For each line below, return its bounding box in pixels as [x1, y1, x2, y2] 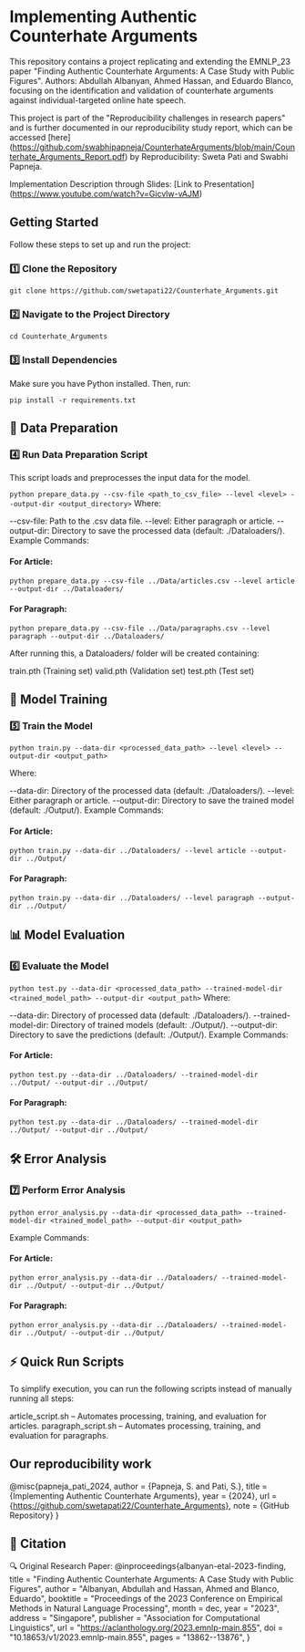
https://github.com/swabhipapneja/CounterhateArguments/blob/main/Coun [12, 141, 296, 152]
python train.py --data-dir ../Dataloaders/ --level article [9, 846, 247, 855]
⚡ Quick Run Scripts [9, 1355, 125, 1370]
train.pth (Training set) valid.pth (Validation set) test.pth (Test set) [9, 665, 255, 676]
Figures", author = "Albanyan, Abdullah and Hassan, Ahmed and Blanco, [9, 1584, 280, 1595]
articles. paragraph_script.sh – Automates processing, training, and [9, 1420, 261, 1431]
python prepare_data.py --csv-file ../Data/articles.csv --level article [9, 577, 296, 586]
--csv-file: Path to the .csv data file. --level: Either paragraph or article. [9, 515, 275, 526]
